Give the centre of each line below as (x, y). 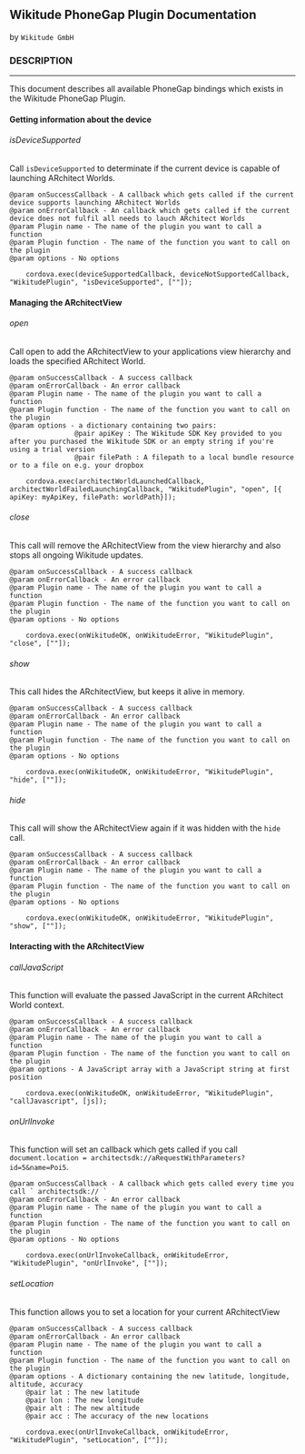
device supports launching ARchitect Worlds (95, 202)
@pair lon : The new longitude (85, 1400)
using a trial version (52, 449)
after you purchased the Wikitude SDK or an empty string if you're (142, 441)
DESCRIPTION (41, 60)
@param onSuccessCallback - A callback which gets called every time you (152, 1184)
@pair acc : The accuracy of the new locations (117, 1416)
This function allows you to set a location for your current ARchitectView (145, 1312)
